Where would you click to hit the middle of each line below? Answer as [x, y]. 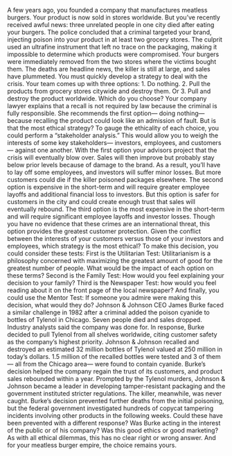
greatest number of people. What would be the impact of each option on [110, 268]
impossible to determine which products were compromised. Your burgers [113, 54]
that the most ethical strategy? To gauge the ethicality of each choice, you [113, 128]
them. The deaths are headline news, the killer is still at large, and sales [109, 69]
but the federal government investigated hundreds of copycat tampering [110, 408]
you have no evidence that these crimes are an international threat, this [109, 224]
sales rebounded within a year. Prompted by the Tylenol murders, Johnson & [116, 379]
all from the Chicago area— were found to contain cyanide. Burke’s [110, 364]
